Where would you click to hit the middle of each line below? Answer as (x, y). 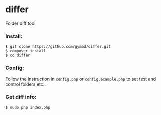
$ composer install (26, 51)
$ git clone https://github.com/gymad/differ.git (58, 47)
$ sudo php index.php (28, 107)
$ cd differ (18, 55)
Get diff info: (21, 97)
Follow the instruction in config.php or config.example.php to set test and (81, 79)
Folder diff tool (20, 23)
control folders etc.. (26, 84)
